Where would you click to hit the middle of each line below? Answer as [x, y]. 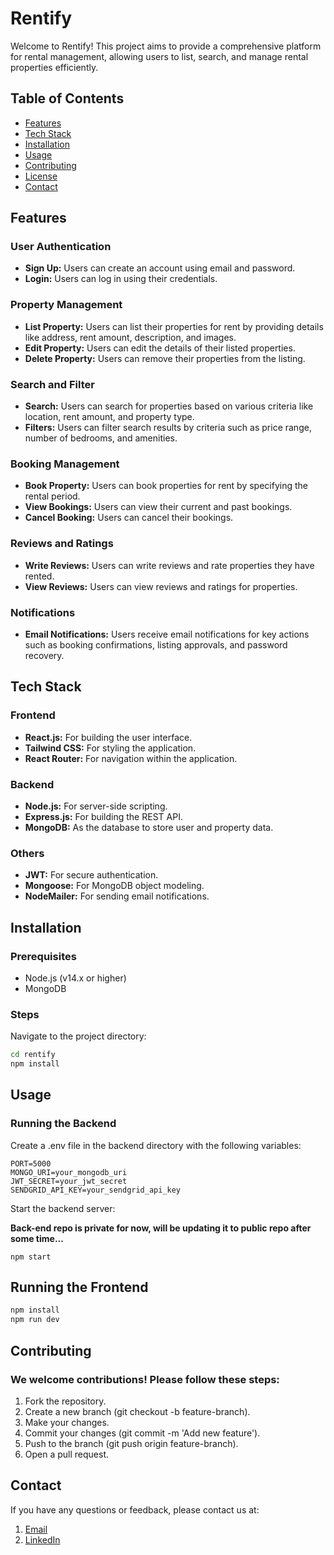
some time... [37, 1238]
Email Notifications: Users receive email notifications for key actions [167, 634]
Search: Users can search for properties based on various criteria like [169, 406]
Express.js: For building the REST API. [103, 816]
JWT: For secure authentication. [91, 875]
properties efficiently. [54, 67]
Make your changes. [67, 1422]
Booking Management [65, 464]
